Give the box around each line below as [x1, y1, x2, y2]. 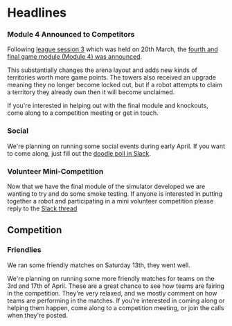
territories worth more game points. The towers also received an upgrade [7, 73, 217, 82]
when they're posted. [7, 311, 68, 319]
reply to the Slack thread [7, 204, 78, 212]
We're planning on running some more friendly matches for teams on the [7, 274, 215, 282]
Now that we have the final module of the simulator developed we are [7, 182, 206, 191]
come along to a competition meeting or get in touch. [7, 109, 159, 117]
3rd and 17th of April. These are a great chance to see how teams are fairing [7, 282, 225, 290]
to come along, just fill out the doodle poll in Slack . [7, 149, 151, 157]
